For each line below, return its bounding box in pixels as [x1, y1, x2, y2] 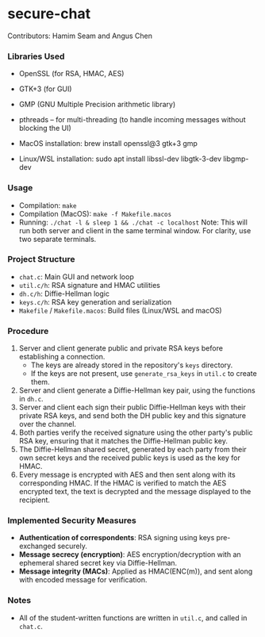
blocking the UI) [18, 124, 72, 133]
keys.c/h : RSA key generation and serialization [18, 297, 172, 306]
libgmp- [223, 154, 249, 163]
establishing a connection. [18, 352, 106, 362]
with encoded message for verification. [18, 575, 148, 585]
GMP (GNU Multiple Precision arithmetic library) [18, 100, 176, 109]
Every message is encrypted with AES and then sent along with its [18, 470, 236, 480]
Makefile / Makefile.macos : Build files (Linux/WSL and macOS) [18, 305, 223, 315]
